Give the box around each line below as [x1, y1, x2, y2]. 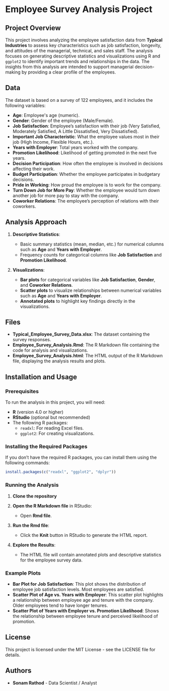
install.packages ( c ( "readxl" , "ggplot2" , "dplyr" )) [5, 470, 116, 475]
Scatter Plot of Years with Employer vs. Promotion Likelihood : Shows [12, 607, 159, 613]
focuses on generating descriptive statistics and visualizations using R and [5, 53, 160, 59]
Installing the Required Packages [5, 443, 88, 450]
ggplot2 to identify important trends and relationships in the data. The [5, 58, 150, 64]
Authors [5, 666, 32, 675]
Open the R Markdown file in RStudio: [12, 502, 92, 509]
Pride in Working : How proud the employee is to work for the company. [12, 181, 161, 187]
